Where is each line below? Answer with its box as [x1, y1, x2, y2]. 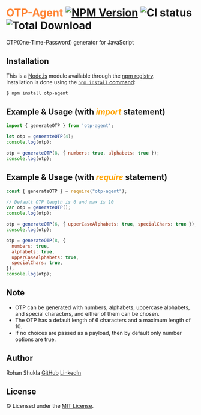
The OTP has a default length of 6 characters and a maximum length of [14, 316, 191, 324]
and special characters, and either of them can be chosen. [14, 310, 160, 317]
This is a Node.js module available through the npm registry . [6, 72, 155, 79]
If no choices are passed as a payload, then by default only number [14, 329, 182, 336]
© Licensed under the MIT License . [6, 402, 94, 410]
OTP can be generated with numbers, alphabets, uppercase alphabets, [14, 304, 190, 311]
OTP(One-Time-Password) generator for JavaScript [6, 38, 134, 46]
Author [6, 353, 33, 363]
